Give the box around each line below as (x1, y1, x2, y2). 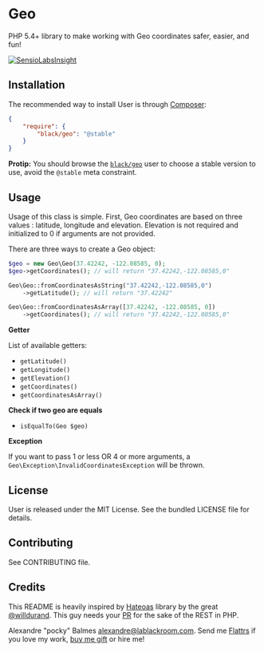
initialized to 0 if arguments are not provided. (8, 228, 156, 238)
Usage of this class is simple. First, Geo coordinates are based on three (8, 211, 243, 221)
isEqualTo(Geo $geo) (19, 422, 89, 431)
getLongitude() (19, 366, 71, 374)
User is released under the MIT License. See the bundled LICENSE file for (8, 504, 250, 514)
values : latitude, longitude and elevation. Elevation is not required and (8, 220, 239, 230)
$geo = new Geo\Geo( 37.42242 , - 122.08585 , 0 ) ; (8, 259, 166, 267)
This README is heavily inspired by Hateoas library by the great (8, 602, 219, 611)
